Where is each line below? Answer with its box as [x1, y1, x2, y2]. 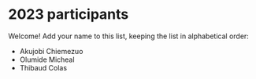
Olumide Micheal [19, 55, 75, 64]
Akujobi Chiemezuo [19, 46, 83, 56]
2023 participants [8, 5, 129, 23]
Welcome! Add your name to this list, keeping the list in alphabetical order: [8, 31, 250, 41]
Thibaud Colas [19, 63, 68, 72]
